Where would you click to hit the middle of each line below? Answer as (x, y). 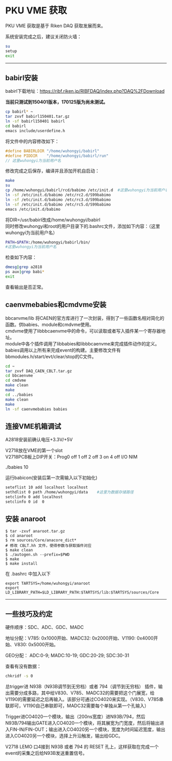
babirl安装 (22, 78)
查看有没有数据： (23, 666)
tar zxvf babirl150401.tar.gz (38, 117)
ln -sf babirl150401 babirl (35, 121)
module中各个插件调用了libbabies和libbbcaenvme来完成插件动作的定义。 (82, 343)
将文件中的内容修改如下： (32, 141)
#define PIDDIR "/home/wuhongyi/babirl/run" (57, 156)
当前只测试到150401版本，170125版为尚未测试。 (57, 102)
